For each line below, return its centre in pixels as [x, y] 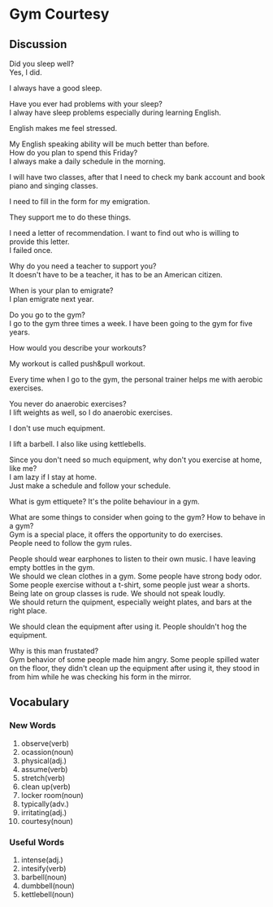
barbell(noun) [44, 877]
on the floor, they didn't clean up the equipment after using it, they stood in [134, 668]
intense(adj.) [42, 860]
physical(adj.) [44, 761]
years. [20, 332]
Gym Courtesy [59, 14]
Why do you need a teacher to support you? [83, 266]
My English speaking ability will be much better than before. [109, 144]
